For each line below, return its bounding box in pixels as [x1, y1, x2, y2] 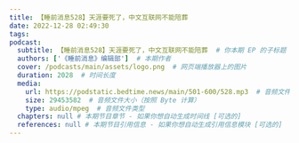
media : [17, 79, 42, 88]
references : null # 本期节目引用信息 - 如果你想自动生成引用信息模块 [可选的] [17, 121, 283, 130]
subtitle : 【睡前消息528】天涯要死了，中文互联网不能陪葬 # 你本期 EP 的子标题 [17, 46, 287, 55]
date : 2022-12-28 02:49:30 [9, 21, 109, 30]
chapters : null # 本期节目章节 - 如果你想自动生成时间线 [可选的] [17, 112, 242, 121]
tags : [9, 29, 29, 38]
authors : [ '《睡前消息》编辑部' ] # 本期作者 [17, 54, 172, 63]
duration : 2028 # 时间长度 [17, 71, 116, 80]
